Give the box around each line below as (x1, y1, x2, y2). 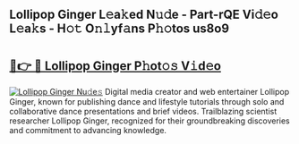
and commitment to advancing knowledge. (9, 125, 167, 135)
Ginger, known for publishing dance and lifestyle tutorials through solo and (9, 97, 285, 106)
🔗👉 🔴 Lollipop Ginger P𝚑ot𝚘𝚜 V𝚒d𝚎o (9, 58, 222, 73)
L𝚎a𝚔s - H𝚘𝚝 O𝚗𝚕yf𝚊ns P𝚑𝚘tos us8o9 (9, 21, 230, 37)
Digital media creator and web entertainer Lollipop (104, 87, 290, 97)
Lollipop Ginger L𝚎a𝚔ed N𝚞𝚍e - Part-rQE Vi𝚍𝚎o (9, 7, 279, 22)
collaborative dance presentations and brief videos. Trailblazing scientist (9, 106, 278, 116)
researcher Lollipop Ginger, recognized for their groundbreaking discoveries (9, 115, 291, 126)
